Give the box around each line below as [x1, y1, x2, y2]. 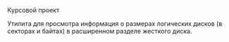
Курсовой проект [7, 6, 60, 14]
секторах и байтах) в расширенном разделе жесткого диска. [7, 27, 192, 35]
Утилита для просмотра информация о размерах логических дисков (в [7, 20, 223, 27]
